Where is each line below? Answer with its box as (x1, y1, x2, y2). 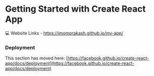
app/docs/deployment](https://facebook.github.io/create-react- (5, 60, 134, 66)
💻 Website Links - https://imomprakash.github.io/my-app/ (5, 30, 123, 36)
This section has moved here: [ (5, 55, 68, 61)
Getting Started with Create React (5, 3, 146, 15)
